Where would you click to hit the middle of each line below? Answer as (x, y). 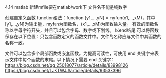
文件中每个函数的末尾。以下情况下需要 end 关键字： (62, 59)
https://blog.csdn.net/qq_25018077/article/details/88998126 (67, 65)
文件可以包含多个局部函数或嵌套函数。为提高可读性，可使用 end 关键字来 (80, 53)
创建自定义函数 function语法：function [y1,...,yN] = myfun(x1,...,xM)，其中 (80, 18)
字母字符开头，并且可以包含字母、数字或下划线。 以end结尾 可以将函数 (86, 30)
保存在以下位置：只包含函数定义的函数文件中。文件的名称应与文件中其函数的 (83, 37)
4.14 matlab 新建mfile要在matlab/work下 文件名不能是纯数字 (66, 7)
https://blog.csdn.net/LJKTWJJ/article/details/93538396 (63, 70)
